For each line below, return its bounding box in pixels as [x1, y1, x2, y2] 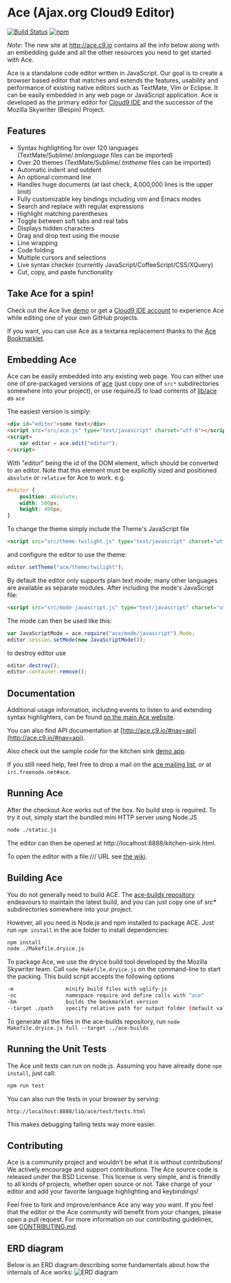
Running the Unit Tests [7, 1044, 107, 1055]
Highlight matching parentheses [16, 209, 108, 217]
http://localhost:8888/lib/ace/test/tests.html [7, 1108, 146, 1115]
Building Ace [7, 872, 63, 884]
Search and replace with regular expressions [16, 202, 144, 211]
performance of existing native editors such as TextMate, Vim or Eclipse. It [7, 83, 219, 91]
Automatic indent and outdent [16, 165, 102, 173]
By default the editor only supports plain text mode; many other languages [7, 576, 218, 584]
